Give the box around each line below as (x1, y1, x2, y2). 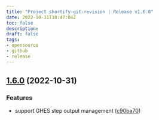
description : (6, 25, 39, 32)
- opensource (6, 43, 39, 49)
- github (6, 48, 28, 54)
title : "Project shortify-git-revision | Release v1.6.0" (6, 8, 154, 15)
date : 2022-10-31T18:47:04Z (6, 14, 77, 20)
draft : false (6, 31, 39, 37)
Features (6, 94, 33, 102)
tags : (6, 37, 20, 43)
